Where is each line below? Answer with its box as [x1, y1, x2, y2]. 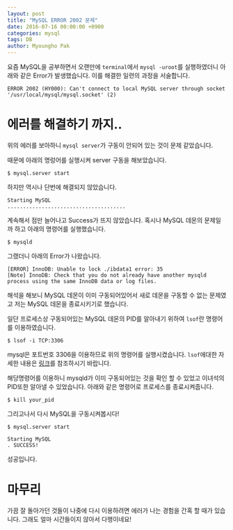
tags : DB [7, 36, 33, 43]
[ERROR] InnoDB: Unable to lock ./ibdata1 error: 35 [7, 266, 163, 273]
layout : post [7, 10, 45, 17]
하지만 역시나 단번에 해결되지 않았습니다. [7, 183, 117, 191]
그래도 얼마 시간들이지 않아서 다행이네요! [22, 515, 132, 523]
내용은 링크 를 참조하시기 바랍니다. [19, 358, 111, 367]
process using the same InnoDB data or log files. [7, 278, 157, 285]
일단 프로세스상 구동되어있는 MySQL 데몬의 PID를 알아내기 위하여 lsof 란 [7, 315, 205, 323]
